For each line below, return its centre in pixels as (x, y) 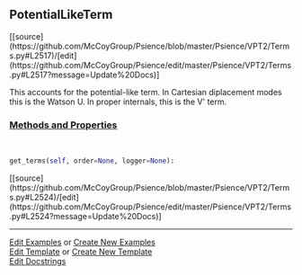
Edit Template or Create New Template (81, 252)
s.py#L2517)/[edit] (43, 55)
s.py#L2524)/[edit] (44, 197)
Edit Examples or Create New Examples (82, 242)
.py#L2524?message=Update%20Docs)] (85, 216)
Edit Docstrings (38, 261)
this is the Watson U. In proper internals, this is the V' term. (118, 102)
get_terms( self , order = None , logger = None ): (92, 161)
